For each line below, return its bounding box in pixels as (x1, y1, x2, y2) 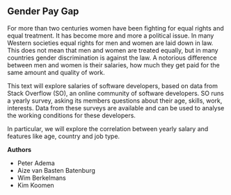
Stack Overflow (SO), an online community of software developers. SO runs (7, 89, 224, 97)
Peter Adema (17, 159, 56, 167)
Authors (7, 145, 32, 153)
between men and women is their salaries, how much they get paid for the (7, 60, 221, 69)
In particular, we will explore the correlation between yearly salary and (7, 124, 209, 133)
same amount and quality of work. (7, 68, 106, 76)
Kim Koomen (17, 180, 54, 189)
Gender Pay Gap (7, 6, 79, 17)
